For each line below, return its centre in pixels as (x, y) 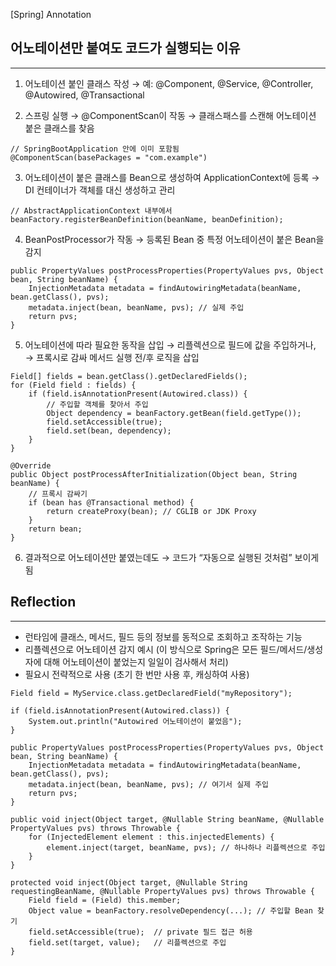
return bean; (55, 529)
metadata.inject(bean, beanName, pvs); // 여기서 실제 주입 (149, 784)
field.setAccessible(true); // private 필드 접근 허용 (140, 932)
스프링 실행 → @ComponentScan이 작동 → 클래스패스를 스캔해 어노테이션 (170, 115)
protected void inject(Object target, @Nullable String (129, 882)
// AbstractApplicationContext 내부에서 (91, 210)
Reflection (43, 602)
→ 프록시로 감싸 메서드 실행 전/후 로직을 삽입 (112, 357)
